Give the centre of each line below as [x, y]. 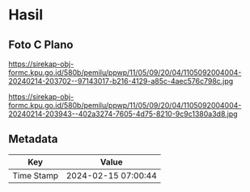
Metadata [33, 139]
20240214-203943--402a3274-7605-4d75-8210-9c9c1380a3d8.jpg [123, 114]
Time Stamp [36, 175]
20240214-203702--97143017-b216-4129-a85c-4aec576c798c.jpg [121, 81]
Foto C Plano [41, 45]
